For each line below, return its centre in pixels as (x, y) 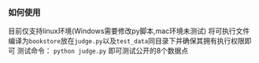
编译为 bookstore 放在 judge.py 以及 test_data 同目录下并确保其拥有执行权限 (127, 41)
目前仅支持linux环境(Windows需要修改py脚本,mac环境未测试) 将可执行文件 (129, 31)
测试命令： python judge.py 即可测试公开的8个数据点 (103, 51)
